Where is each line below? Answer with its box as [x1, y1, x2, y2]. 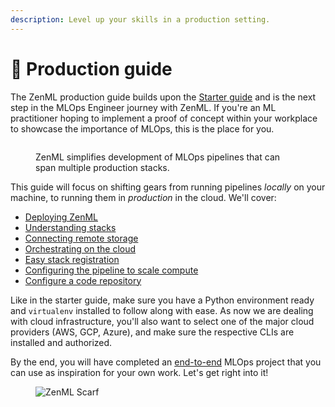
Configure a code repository [24, 274, 142, 286]
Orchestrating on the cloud [24, 242, 137, 255]
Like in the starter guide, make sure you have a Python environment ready [10, 294, 315, 306]
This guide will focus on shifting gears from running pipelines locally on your [10, 181, 326, 193]
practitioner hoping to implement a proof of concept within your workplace [10, 112, 318, 124]
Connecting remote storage [24, 232, 139, 244]
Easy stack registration [24, 253, 120, 265]
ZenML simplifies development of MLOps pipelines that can [35, 151, 281, 163]
